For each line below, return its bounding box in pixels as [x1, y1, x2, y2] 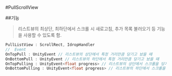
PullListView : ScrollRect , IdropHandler [5, 42, 95, 47]
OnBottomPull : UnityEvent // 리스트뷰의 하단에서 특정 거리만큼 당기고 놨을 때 [5, 56, 160, 62]
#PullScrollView [5, 5, 38, 10]
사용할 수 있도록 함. [23, 32, 62, 38]
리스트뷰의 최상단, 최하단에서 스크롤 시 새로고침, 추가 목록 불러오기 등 [17, 26, 156, 32]
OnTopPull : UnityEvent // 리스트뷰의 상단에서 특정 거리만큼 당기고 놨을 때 [5, 52, 153, 57]
